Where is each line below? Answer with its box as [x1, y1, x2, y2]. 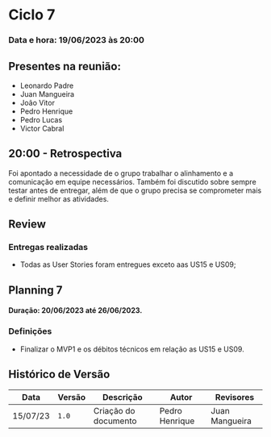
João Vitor [19, 98, 55, 107]
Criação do [93, 405, 135, 416]
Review [8, 218, 47, 231]
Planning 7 [8, 283, 63, 297]
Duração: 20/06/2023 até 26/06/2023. [8, 306, 143, 315]
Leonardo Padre [19, 81, 74, 90]
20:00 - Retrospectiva [8, 147, 123, 160]
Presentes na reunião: [8, 59, 121, 73]
